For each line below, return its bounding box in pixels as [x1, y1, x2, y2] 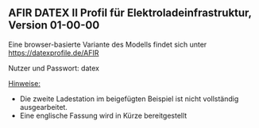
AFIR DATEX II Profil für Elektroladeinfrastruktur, [8, 6, 252, 20]
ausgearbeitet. [19, 102, 68, 111]
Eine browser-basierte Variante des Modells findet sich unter [8, 40, 207, 49]
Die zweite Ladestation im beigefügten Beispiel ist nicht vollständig [19, 94, 239, 104]
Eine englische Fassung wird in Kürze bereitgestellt [19, 111, 187, 120]
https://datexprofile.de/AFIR [8, 47, 99, 58]
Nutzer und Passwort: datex [8, 63, 99, 73]
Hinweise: [8, 78, 41, 88]
